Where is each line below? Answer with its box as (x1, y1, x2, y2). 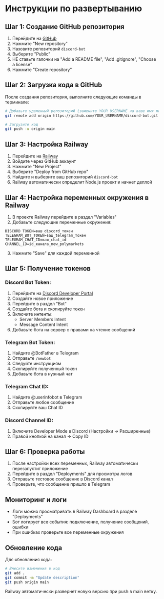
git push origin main (5, 579, 49, 585)
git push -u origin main (5, 126, 56, 131)
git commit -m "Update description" (5, 575, 80, 580)
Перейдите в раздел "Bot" (12, 300, 67, 306)
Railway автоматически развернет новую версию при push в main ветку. (5, 589, 157, 595)
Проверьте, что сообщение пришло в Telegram (12, 481, 111, 487)
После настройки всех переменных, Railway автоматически (12, 460, 138, 466)
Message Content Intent (19, 322, 68, 327)
